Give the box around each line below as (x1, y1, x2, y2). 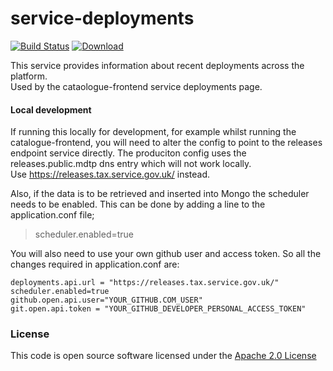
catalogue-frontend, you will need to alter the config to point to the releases (10, 137, 323, 149)
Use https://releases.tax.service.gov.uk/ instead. (10, 168, 211, 181)
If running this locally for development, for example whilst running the (10, 126, 297, 138)
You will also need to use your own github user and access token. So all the (10, 248, 322, 260)
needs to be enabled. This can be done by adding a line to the (10, 198, 266, 211)
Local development (10, 103, 92, 116)
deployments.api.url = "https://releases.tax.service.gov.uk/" (10, 278, 280, 288)
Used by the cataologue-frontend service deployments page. (10, 80, 263, 92)
